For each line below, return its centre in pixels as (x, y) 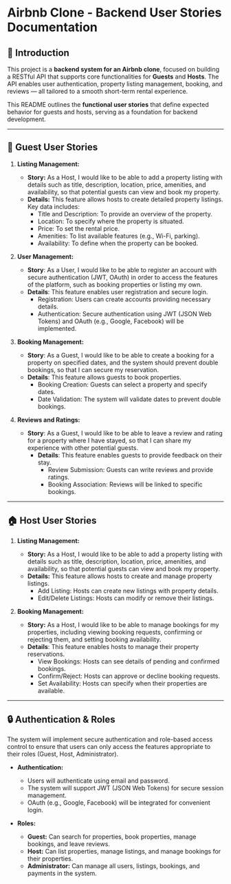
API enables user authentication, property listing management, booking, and (115, 84)
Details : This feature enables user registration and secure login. (118, 291)
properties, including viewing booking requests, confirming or (115, 632)
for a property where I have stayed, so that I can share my (109, 440)
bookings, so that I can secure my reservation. (93, 369)
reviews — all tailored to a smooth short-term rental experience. (98, 91)
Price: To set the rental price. (79, 228)
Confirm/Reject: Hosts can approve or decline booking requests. (129, 676)
